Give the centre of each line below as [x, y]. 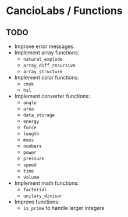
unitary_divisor [43, 196]
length [31, 134]
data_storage [39, 115]
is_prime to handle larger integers [64, 208]
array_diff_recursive [49, 66]
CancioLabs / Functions [65, 11]
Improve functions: [37, 202]
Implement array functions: [47, 53]
